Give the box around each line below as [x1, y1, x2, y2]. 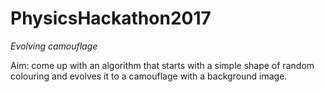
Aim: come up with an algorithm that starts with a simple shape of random [10, 59, 315, 71]
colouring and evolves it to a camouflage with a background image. [10, 70, 288, 82]
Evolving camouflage [10, 40, 98, 52]
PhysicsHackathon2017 [10, 7, 212, 30]
